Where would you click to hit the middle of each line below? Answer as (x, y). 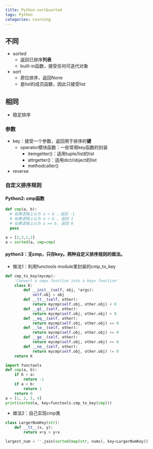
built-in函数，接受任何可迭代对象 (54, 66)
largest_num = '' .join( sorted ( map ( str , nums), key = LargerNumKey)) (77, 441)
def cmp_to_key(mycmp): (30, 276)
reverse (21, 171)
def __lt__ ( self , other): (51, 300)
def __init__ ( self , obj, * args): (59, 290)
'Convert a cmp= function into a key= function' (67, 281)
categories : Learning (28, 19)
